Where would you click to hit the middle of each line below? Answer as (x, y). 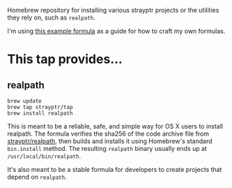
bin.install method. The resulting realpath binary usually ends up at (107, 149)
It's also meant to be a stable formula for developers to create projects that (115, 169)
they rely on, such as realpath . (52, 17)
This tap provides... (65, 59)
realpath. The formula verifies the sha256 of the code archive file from (108, 133)
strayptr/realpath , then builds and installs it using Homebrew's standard (110, 141)
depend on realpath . (37, 177)
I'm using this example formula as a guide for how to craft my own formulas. (116, 31)
